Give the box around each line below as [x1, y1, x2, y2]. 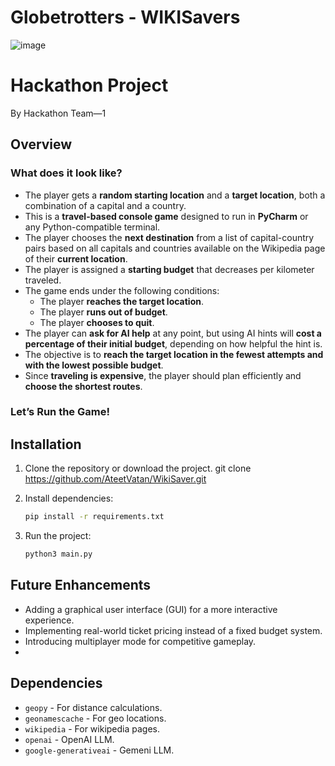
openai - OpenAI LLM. [24, 733, 115, 745]
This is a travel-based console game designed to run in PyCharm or [24, 210, 309, 222]
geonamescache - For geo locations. [24, 712, 167, 724]
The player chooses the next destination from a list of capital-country [24, 231, 315, 243]
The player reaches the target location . [39, 295, 205, 307]
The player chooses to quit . [39, 316, 155, 328]
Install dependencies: [24, 492, 114, 505]
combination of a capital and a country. [24, 199, 187, 211]
